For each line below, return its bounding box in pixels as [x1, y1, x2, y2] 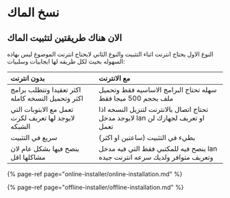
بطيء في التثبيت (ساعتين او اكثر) [99, 133, 196, 142]
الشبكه [10, 122, 31, 131]
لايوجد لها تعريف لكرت [10, 113, 75, 122]
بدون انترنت [10, 74, 45, 83]
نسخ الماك [7, 5, 60, 20]
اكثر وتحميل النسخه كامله [10, 94, 84, 103]
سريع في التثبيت [10, 133, 58, 142]
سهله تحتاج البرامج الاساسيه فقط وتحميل [99, 85, 217, 94]
